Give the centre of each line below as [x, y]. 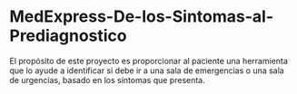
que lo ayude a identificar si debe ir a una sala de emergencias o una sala [147, 70]
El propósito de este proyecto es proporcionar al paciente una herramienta [149, 61]
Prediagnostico [68, 36]
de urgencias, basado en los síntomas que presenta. [108, 80]
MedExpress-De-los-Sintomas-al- [142, 17]
